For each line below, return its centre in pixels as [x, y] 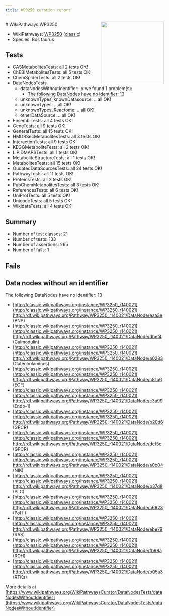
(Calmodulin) [26, 342]
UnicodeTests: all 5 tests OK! [42, 201]
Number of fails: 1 [31, 250]
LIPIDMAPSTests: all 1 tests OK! [45, 153]
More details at [21, 587]
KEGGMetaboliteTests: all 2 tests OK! [51, 147]
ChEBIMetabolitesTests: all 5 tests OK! [52, 72]
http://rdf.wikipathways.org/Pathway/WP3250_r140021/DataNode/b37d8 [88, 486]
